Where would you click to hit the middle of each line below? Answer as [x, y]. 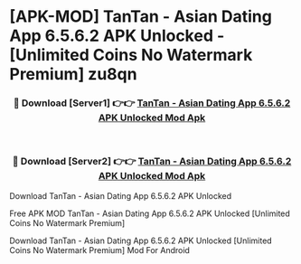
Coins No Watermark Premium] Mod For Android [99, 250]
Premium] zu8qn [73, 75]
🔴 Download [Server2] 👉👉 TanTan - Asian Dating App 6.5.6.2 [152, 162]
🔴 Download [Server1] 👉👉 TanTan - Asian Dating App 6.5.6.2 [152, 103]
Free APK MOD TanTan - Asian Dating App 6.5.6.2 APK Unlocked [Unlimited [150, 213]
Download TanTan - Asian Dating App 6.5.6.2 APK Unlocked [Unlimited [141, 240]
